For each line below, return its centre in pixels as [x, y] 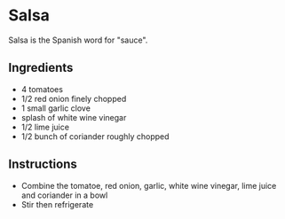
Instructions [43, 164]
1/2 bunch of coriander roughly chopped [95, 136]
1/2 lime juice [45, 127]
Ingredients [41, 68]
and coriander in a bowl [64, 195]
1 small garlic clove [55, 108]
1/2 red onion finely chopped [74, 98]
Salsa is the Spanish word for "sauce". [78, 40]
